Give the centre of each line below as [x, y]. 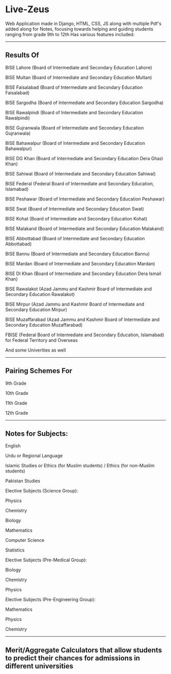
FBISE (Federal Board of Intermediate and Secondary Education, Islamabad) [85, 335]
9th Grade [16, 383]
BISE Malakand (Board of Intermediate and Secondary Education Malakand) [85, 229]
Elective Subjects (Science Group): [42, 491]
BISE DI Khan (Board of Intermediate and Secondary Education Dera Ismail [83, 273]
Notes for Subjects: [37, 433]
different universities [39, 666]
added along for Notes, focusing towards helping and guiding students [79, 29]
